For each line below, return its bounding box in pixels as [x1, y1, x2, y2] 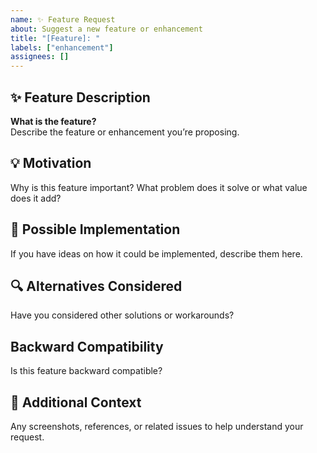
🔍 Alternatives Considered [10, 277, 183, 295]
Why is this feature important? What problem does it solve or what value [10, 181, 308, 193]
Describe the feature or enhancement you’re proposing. [10, 126, 240, 138]
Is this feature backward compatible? [10, 365, 163, 377]
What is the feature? [10, 115, 97, 127]
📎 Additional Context [10, 394, 142, 411]
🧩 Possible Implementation [10, 221, 181, 238]
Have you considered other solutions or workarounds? [10, 309, 235, 321]
